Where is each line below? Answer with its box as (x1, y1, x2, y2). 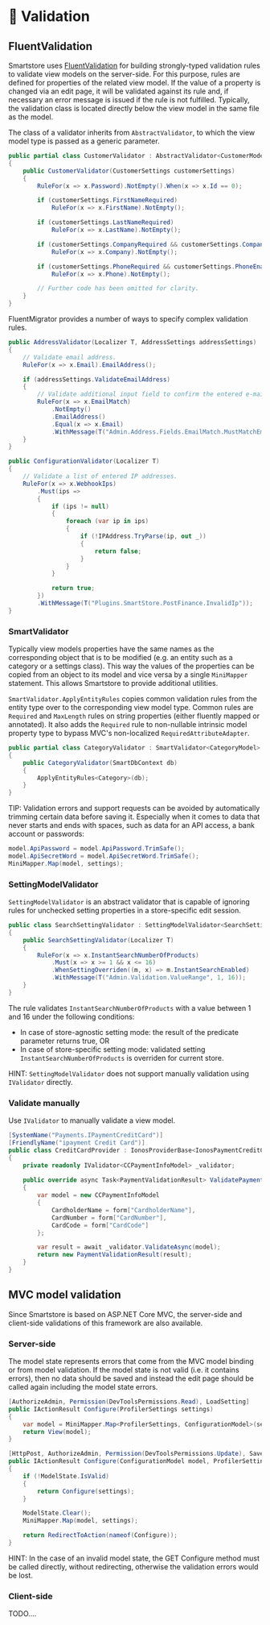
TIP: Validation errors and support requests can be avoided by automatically (8, 804, 260, 813)
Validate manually (8, 1097, 80, 1108)
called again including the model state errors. (8, 1382, 158, 1391)
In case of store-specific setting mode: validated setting (19, 1044, 206, 1054)
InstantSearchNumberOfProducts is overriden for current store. (19, 1053, 224, 1062)
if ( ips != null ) (51, 502, 110, 510)
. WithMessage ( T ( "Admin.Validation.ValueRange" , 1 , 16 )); (51, 974, 247, 982)
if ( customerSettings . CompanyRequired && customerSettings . (37, 240, 243, 248)
